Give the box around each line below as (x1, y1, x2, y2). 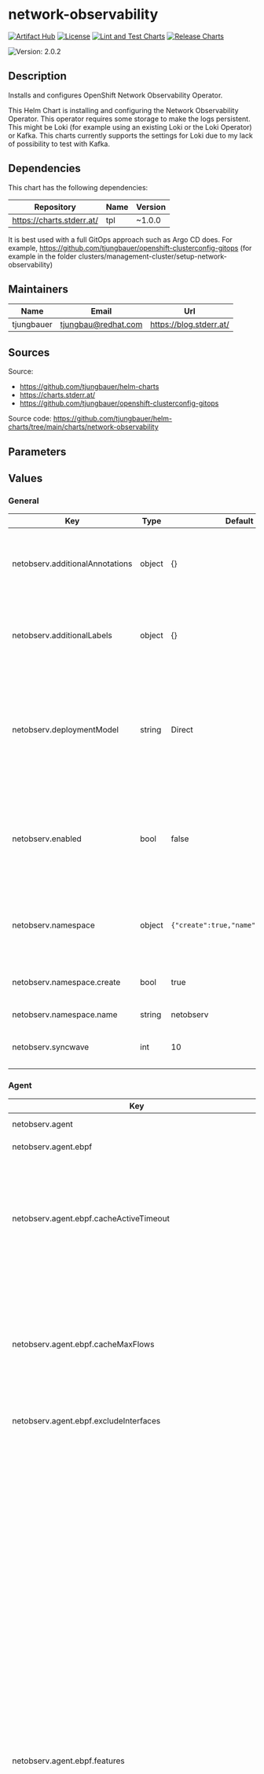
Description (8, 69, 67, 83)
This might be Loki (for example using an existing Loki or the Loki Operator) (8, 122, 253, 131)
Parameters (8, 445, 67, 458)
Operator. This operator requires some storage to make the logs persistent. (8, 114, 251, 123)
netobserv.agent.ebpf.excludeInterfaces (12, 1415, 161, 1426)
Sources (8, 346, 50, 359)
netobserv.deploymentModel (12, 725, 119, 736)
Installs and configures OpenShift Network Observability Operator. (8, 90, 223, 100)
